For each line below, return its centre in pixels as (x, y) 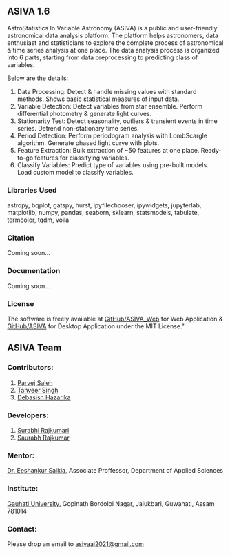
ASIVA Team (34, 348)
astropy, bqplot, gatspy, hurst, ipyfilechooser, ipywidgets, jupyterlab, (104, 205)
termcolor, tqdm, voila (38, 220)
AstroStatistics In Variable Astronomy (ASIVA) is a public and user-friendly (112, 28)
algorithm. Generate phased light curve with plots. (88, 143)
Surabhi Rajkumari (43, 430)
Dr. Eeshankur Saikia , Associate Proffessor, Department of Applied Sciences (115, 471)
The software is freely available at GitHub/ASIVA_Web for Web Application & (115, 319)
